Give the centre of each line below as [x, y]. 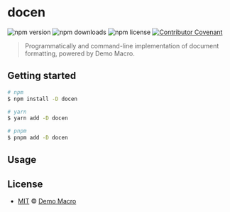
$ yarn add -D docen [38, 118]
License [25, 184]
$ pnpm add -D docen [38, 138]
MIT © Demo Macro [47, 201]
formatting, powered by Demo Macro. [80, 53]
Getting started [42, 76]
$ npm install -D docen [43, 99]
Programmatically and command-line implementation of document [122, 46]
